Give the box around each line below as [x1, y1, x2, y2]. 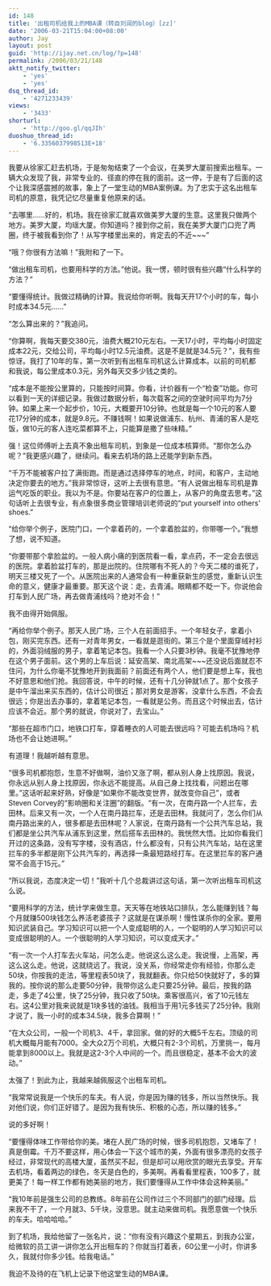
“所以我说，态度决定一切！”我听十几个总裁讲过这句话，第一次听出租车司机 [8, 876, 256, 885]
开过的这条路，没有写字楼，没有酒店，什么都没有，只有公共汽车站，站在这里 [8, 838, 263, 847]
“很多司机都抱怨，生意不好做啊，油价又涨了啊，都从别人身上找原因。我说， [8, 768, 260, 777]
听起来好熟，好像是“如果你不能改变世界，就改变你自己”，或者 [35, 788, 240, 797]
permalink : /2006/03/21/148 [8, 57, 103, 65]
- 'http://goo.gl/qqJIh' [23, 124, 106, 132]
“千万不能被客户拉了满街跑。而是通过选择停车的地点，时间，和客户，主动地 [8, 468, 260, 477]
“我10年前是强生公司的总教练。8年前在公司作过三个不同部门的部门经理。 [8, 1194, 250, 1204]
